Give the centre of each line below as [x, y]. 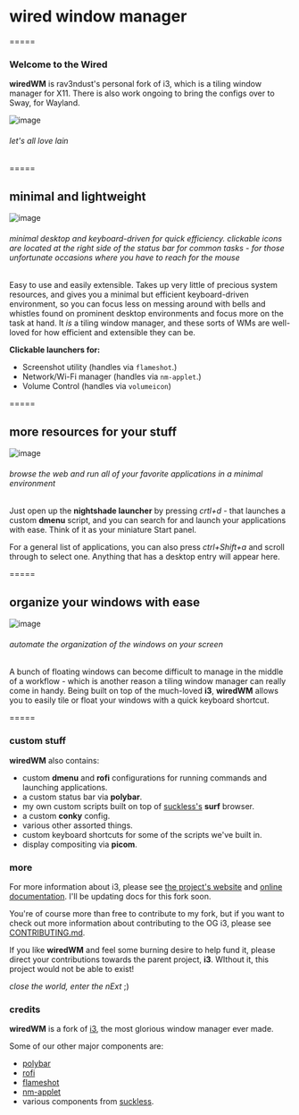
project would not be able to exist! [72, 969]
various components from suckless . [88, 1102]
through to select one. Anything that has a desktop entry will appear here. [145, 557]
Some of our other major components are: [87, 1046]
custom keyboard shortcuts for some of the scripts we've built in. [142, 834]
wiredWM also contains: [54, 760]
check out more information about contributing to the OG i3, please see [141, 924]
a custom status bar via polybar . [82, 797]
